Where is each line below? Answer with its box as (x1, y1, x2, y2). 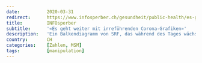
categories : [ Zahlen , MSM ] (6, 43, 82, 49)
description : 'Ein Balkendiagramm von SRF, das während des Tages (6, 31, 182, 37)
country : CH (6, 37, 52, 43)
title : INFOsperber (6, 20, 77, 26)
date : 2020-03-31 (6, 8, 74, 15)
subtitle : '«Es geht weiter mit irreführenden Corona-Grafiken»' (6, 25, 187, 32)
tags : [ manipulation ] (6, 48, 85, 54)
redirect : (6, 14, 31, 20)
